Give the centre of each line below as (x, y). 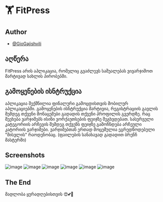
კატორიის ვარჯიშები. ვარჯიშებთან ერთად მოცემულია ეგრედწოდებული (80, 129)
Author (16, 32)
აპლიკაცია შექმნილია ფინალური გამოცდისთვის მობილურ (67, 103)
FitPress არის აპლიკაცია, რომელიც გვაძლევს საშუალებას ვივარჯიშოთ (79, 71)
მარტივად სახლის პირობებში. (36, 76)
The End (18, 182)
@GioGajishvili (27, 44)
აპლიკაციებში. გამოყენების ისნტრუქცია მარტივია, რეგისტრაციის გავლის (81, 108)
